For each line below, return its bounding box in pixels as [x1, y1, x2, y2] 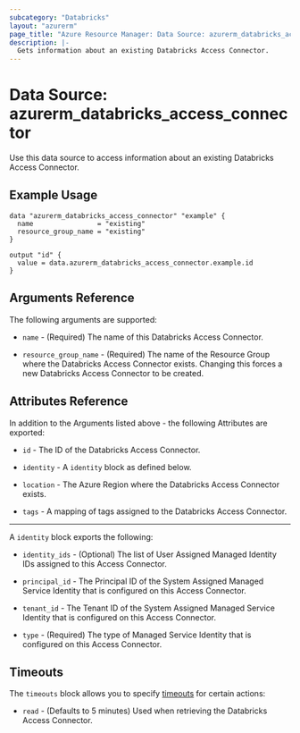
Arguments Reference [9, 291, 136, 306]
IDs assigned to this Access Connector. [21, 558, 168, 569]
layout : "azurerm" [9, 21, 78, 30]
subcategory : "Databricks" [9, 13, 110, 22]
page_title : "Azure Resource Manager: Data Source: [9, 29, 205, 38]
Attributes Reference [9, 394, 129, 409]
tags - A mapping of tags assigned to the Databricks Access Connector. [21, 506, 287, 517]
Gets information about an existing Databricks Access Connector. [17, 46, 270, 55]
